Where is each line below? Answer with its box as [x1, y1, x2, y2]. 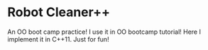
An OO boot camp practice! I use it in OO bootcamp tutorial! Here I [7, 27, 201, 36]
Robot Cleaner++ [7, 4, 110, 20]
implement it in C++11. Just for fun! [7, 35, 109, 43]
